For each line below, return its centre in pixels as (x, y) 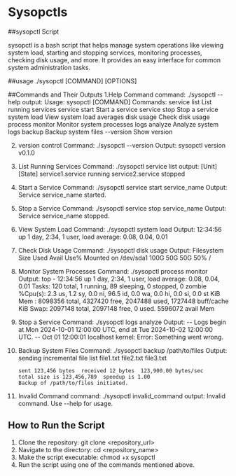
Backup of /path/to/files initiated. (73, 383)
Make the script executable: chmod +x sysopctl (86, 457)
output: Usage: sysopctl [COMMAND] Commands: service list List (117, 101)
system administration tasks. (49, 67)
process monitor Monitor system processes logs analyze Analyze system (113, 124)
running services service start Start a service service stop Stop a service (113, 109)
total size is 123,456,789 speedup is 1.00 (84, 377)
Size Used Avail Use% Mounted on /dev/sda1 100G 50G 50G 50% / (114, 258)
